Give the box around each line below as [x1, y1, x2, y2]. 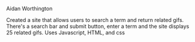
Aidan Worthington [6, 5, 53, 12]
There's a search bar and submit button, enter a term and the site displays [6, 23, 190, 30]
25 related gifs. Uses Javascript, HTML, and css [6, 29, 125, 36]
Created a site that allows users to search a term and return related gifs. [6, 17, 184, 23]
